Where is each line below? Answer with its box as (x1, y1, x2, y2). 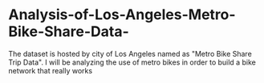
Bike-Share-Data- (8, 22, 130, 41)
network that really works (8, 65, 93, 75)
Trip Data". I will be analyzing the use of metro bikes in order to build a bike (8, 57, 257, 67)
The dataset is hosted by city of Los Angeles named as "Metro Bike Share (8, 49, 253, 58)
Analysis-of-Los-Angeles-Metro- (8, 6, 236, 24)
